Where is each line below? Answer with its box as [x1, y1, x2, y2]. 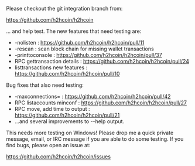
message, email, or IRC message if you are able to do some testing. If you [6, 135, 184, 143]
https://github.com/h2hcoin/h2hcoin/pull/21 [14, 111, 120, 118]
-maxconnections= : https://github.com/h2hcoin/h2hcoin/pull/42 [14, 93, 171, 100]
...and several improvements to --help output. [14, 118, 125, 125]
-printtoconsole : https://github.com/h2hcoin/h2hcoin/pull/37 [14, 52, 162, 58]
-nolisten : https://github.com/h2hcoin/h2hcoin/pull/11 [14, 39, 145, 46]
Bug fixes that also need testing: [6, 82, 84, 89]
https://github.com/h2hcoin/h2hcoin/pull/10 [14, 70, 120, 77]
